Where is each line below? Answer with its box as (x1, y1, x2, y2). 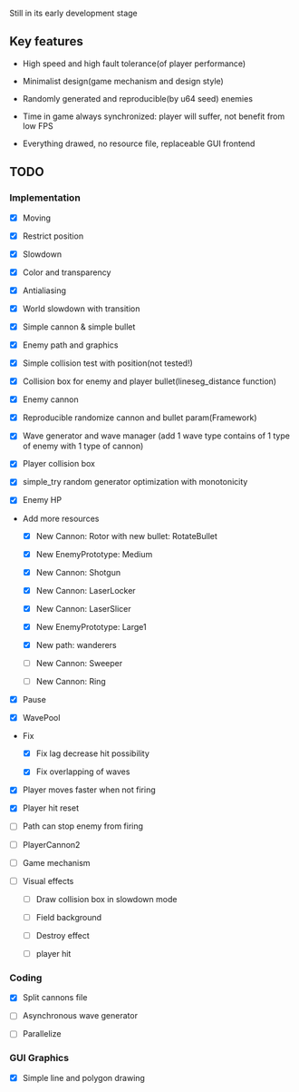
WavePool (22, 713, 61, 723)
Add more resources (22, 513, 100, 524)
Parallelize (22, 1028, 62, 1039)
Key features (9, 34, 83, 49)
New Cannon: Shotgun (35, 566, 121, 577)
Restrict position (22, 231, 84, 241)
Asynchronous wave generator (22, 1010, 139, 1021)
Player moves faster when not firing (22, 784, 156, 795)
